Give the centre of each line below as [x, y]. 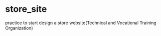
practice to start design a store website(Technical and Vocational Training [81, 23]
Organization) [19, 28]
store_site [26, 9]
